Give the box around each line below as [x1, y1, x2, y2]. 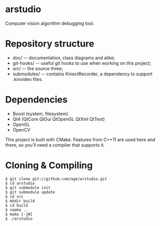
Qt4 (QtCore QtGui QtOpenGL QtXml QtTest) [12, 116, 105, 122]
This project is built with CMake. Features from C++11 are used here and [5, 137, 155, 143]
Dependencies [5, 94, 68, 106]
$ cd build [5, 203, 28, 208]
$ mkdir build [5, 198, 35, 203]
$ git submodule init [5, 185, 51, 190]
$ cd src [5, 194, 24, 199]
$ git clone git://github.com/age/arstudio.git [5, 176, 108, 182]
